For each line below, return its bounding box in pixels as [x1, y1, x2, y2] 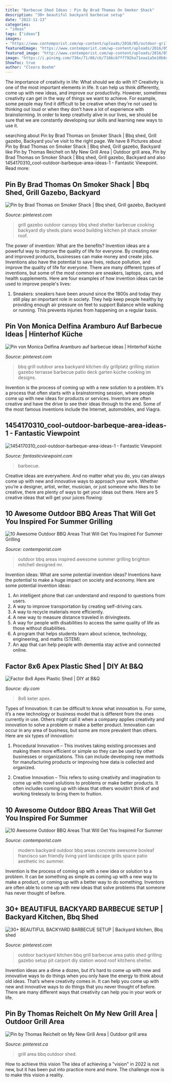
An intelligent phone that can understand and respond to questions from [12, 593, 165, 599]
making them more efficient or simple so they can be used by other [12, 748, 155, 754]
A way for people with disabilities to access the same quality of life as [12, 620, 160, 626]
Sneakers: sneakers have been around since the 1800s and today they [12, 291, 161, 297]
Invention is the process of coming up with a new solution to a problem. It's [5, 384, 164, 390]
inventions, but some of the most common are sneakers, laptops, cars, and [5, 270, 163, 276]
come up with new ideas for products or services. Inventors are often [5, 395, 151, 401]
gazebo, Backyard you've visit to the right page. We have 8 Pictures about [5, 138, 162, 144]
